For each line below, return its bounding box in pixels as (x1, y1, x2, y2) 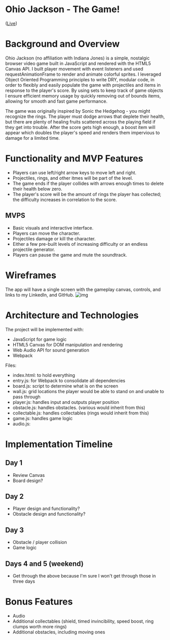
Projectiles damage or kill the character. (12, 235, 96, 242)
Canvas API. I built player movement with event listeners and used (5, 66, 144, 72)
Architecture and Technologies (5, 309, 139, 321)
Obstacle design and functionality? (12, 511, 86, 517)
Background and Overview (5, 38, 120, 50)
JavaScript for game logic (12, 336, 67, 342)
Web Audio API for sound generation (12, 347, 90, 353)
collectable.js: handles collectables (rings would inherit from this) (12, 410, 149, 416)
